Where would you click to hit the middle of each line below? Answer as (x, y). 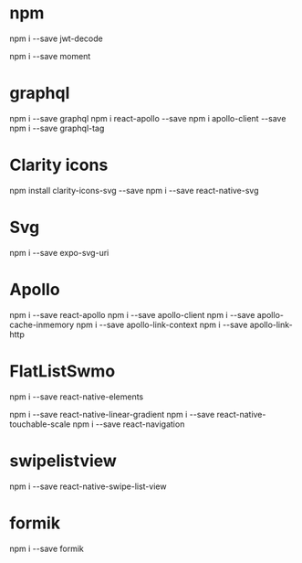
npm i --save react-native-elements (77, 397)
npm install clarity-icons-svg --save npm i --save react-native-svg (134, 190)
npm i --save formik (47, 548)
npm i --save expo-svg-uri (59, 252)
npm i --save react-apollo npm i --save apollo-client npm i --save (132, 314)
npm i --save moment (50, 56)
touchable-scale (40, 424)
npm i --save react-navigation (129, 424)
